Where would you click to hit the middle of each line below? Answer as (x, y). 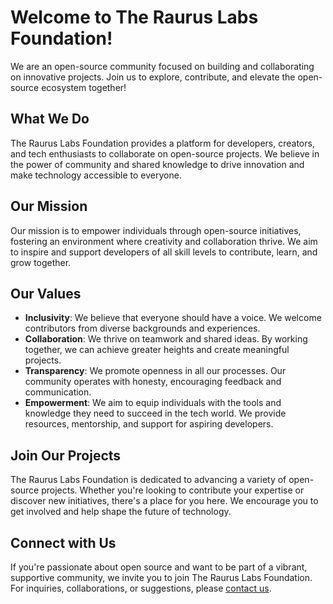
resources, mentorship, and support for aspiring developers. (149, 424)
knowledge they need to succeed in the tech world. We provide (155, 413)
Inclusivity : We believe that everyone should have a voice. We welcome (173, 318)
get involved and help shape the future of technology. (121, 512)
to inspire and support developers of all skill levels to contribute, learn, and (164, 252)
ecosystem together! (84, 87)
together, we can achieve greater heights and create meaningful (157, 350)
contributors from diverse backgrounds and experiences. (142, 328)
